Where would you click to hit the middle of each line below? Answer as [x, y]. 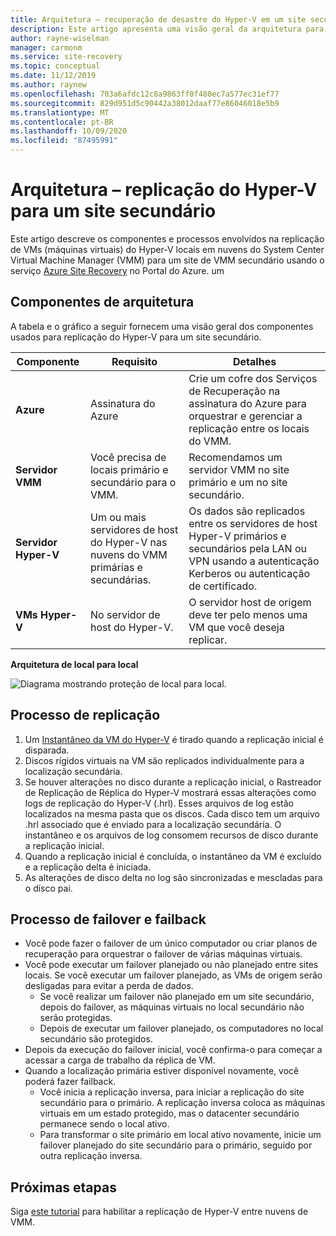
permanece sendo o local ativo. [104, 1124]
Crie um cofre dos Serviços [253, 378]
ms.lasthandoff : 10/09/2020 [69, 131]
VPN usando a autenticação [254, 561]
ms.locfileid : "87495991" [64, 141]
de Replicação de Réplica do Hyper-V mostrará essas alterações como [170, 792]
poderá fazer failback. [70, 1082]
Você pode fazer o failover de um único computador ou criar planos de [171, 943]
